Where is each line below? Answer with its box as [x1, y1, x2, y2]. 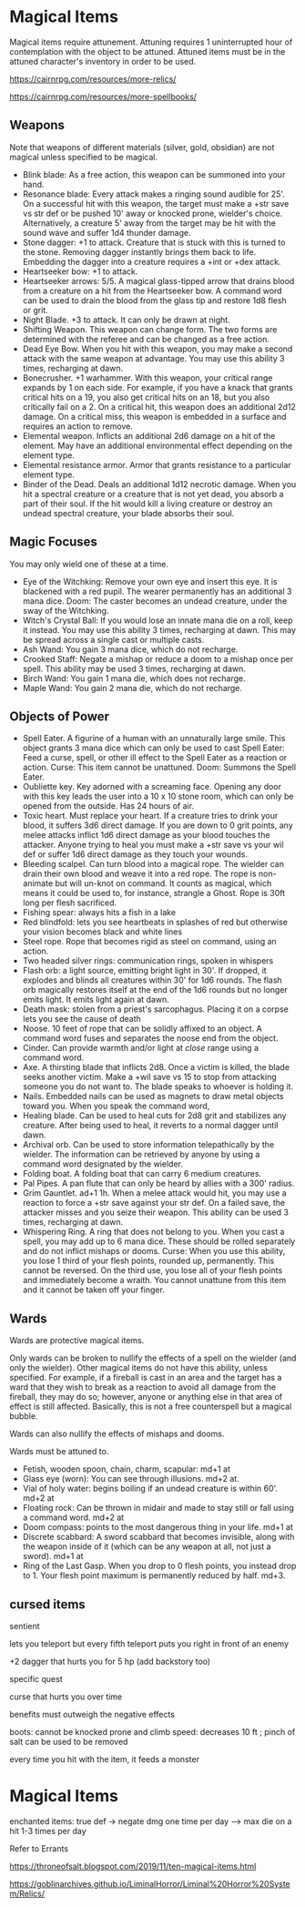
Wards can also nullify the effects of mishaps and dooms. [9, 1428, 225, 1440]
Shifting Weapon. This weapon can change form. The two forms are [22, 323, 278, 334]
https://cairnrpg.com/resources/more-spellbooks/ [9, 91, 198, 102]
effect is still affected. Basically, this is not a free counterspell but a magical [9, 1401, 292, 1412]
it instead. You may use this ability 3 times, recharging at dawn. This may [22, 624, 297, 635]
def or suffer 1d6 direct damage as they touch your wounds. [22, 849, 249, 860]
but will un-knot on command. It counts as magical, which [54, 878, 272, 889]
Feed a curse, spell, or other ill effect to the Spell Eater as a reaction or [22, 752, 288, 763]
